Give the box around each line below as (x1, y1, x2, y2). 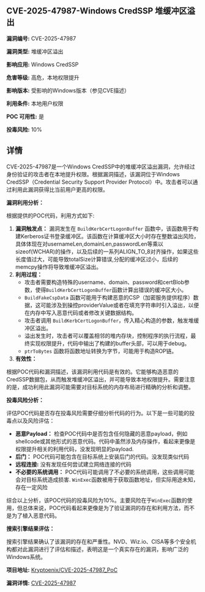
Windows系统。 (6, 553, 47, 560)
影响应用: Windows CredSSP (6, 61, 79, 68)
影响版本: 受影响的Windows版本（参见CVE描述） (6, 86, 130, 94)
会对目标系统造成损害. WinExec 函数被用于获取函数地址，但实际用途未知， (15, 476, 199, 483)
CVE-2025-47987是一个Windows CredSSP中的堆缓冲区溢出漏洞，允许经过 (6, 163, 195, 170)
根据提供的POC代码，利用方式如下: (6, 212, 95, 219)
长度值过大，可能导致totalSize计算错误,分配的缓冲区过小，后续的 (15, 255, 179, 263)
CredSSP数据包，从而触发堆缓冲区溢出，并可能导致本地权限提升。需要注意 (6, 375, 195, 383)
